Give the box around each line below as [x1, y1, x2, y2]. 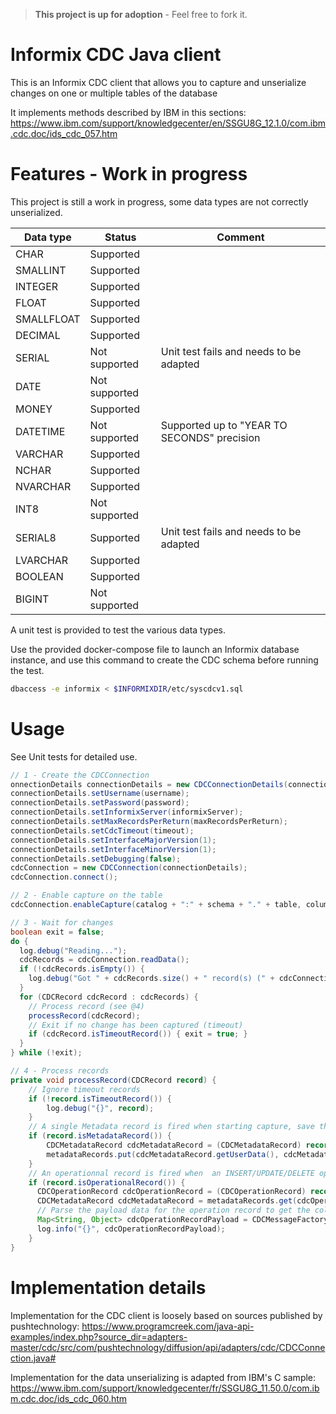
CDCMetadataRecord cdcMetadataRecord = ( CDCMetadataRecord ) [46, 1140, 302, 1151]
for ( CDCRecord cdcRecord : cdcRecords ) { [19, 992, 199, 1002]
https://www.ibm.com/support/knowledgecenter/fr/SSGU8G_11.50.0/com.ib [10, 1382, 320, 1394]
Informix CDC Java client [10, 44, 222, 66]
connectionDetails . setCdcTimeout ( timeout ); [10, 825, 195, 836]
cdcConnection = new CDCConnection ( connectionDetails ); [10, 863, 248, 873]
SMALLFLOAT [15, 312, 81, 326]
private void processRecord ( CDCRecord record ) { [10, 1075, 217, 1085]
